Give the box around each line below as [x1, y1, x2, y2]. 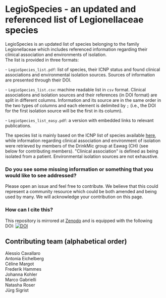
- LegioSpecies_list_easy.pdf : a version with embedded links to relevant [5, 117, 154, 123]
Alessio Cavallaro [5, 250, 41, 256]
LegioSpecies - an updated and [5, 3, 136, 15]
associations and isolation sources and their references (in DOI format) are [5, 92, 158, 98]
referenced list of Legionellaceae [5, 14, 144, 25]
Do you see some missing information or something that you [5, 165, 154, 172]
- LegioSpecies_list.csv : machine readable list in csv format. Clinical [5, 86, 146, 92]
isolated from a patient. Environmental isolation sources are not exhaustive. [5, 153, 159, 159]
